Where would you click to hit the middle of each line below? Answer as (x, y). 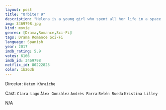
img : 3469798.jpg (23, 24)
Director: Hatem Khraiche (30, 84)
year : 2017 (16, 47)
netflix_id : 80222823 (28, 65)
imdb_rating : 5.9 (23, 51)
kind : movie (17, 28)
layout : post (19, 10)
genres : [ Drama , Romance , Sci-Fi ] (39, 33)
